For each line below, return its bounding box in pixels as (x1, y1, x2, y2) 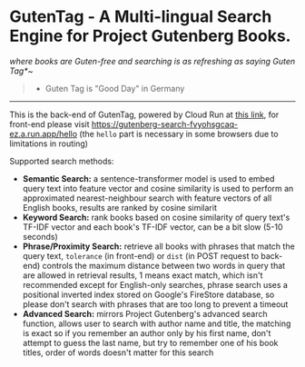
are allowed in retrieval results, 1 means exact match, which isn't (22, 270, 263, 281)
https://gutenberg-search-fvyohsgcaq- (91, 118, 239, 129)
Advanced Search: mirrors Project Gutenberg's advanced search (22, 308, 268, 319)
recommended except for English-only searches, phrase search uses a (22, 279, 289, 290)
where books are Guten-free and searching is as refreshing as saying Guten (9, 55, 296, 66)
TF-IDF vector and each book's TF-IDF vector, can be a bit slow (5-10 (22, 221, 283, 233)
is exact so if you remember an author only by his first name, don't (22, 327, 271, 338)
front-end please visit (9, 118, 90, 129)
